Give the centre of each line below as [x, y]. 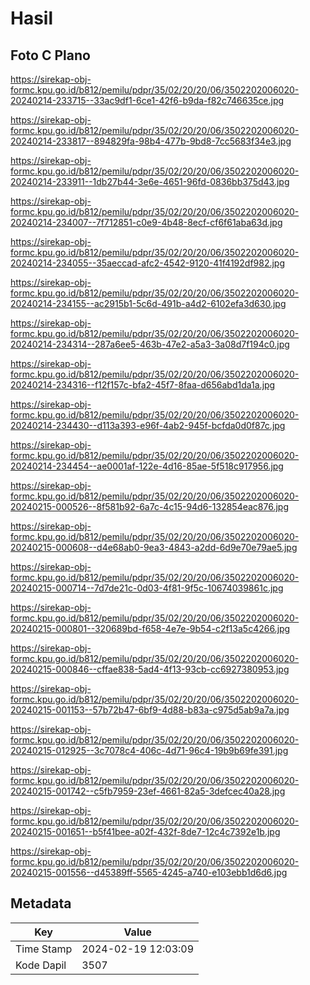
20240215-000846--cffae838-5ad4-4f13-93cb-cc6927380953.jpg [150, 669]
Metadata [41, 903]
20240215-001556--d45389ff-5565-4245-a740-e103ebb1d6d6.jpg [149, 872]
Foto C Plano [50, 55]
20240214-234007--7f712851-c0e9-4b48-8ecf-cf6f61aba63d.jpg [146, 222]
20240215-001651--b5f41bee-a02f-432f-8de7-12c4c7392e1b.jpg [145, 831]
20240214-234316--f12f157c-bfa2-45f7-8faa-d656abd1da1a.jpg [143, 385]
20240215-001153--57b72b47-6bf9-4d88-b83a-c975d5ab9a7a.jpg [150, 710]
